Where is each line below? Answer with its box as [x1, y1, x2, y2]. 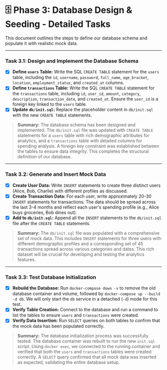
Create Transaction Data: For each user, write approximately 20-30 [12, 193, 152, 199]
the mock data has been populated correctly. [12, 323, 105, 329]
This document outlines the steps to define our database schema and [5, 35, 148, 41]
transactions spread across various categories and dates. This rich [17, 246, 155, 252]
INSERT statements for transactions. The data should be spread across [12, 199, 156, 205]
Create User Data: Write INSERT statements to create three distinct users [12, 182, 161, 188]
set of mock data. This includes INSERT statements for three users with [17, 235, 162, 241]
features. [17, 256, 36, 263]
